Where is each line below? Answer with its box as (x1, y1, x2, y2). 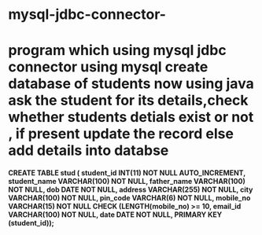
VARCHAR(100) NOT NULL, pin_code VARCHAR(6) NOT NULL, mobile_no (8, 193, 251, 202)
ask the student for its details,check (8, 92, 249, 109)
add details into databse (8, 141, 169, 160)
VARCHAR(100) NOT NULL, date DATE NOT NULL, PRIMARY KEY (8, 210, 223, 219)
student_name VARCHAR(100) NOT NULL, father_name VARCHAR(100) (8, 176, 246, 185)
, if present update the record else (8, 125, 234, 143)
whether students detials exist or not (8, 108, 254, 127)
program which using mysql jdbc (8, 42, 227, 60)
